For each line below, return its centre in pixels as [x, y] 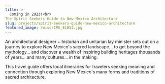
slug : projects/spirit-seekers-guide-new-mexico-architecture [70, 23]
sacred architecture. [26, 77]
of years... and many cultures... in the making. [51, 57]
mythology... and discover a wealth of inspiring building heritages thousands [83, 52]
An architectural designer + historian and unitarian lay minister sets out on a [82, 42]
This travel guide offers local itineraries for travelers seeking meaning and [80, 67]
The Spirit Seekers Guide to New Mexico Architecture [62, 19]
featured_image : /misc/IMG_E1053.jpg [44, 28]
